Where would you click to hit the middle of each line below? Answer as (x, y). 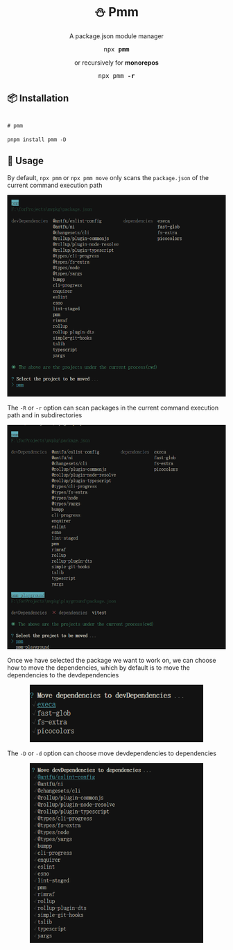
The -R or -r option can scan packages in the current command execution (113, 408)
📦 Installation (38, 98)
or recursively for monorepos (116, 63)
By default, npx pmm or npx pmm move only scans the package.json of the (108, 177)
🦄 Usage (25, 161)
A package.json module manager (116, 36)
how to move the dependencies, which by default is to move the (99, 668)
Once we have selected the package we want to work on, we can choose (112, 660)
